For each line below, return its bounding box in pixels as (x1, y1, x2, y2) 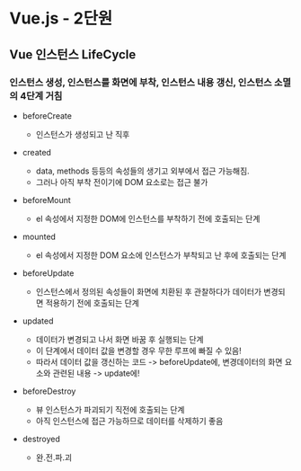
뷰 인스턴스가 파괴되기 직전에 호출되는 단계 (35, 404, 186, 414)
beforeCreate (22, 110, 72, 121)
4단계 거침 (19, 89, 63, 102)
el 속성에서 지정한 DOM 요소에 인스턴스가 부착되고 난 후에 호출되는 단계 (35, 249, 287, 261)
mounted (22, 231, 57, 242)
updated (22, 315, 54, 326)
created (22, 147, 52, 157)
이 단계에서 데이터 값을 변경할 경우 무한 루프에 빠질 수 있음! (35, 345, 242, 356)
